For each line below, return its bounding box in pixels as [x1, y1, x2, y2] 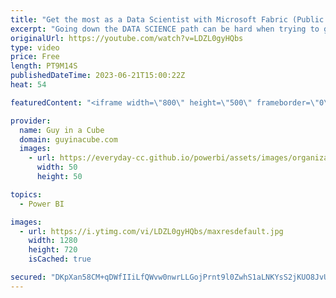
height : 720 [28, 245, 78, 255]
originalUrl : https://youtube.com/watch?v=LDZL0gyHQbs [10, 33, 244, 43]
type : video [10, 42, 60, 53]
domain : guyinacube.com [19, 134, 118, 145]
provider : [10, 116, 52, 126]
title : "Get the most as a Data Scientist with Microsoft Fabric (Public [10, 14, 325, 25]
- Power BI [19, 199, 65, 209]
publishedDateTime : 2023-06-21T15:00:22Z [10, 71, 186, 81]
